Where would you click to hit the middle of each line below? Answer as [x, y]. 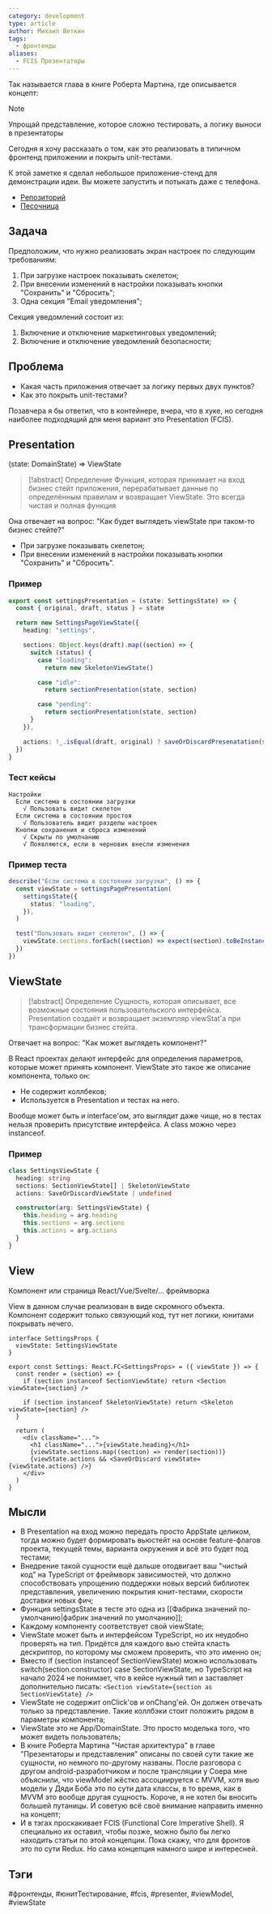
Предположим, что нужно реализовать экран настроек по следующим [132, 251]
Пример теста [38, 865]
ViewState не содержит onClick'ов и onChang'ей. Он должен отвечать [141, 1702]
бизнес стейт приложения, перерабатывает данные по [123, 488]
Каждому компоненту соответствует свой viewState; [112, 1626]
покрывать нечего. [41, 1324]
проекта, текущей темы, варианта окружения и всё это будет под [134, 1549]
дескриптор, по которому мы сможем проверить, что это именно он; [140, 1652]
